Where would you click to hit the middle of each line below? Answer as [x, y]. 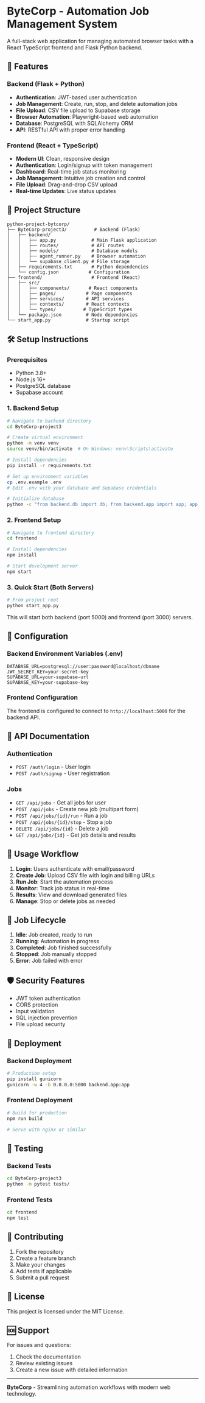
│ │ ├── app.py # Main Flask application [82, 240]
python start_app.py [33, 605]
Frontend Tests [30, 1200]
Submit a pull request [42, 1278]
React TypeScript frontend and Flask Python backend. [75, 47]
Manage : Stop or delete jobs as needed [65, 901]
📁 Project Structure [44, 210]
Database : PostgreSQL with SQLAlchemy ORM [74, 123]
